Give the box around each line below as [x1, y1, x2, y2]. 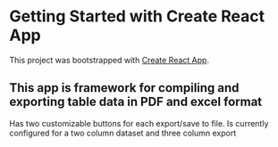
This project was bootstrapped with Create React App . [9, 54, 210, 65]
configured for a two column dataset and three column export [9, 127, 237, 138]
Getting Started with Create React [9, 6, 265, 27]
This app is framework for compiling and [9, 80, 240, 95]
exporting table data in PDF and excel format [9, 94, 263, 110]
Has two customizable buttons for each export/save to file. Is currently [9, 118, 269, 128]
